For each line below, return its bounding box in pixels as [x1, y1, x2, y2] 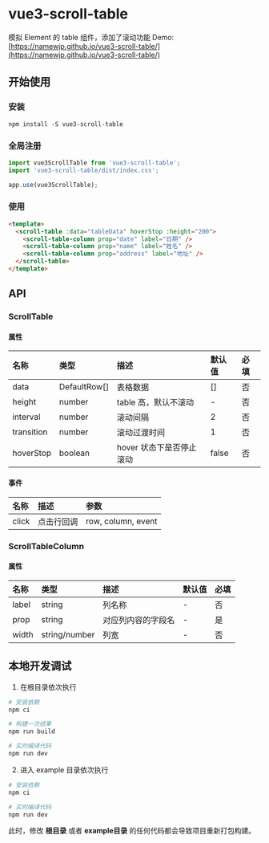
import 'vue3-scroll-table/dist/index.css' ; [8, 166, 159, 174]
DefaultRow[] [58, 381, 110, 393]
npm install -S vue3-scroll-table [8, 120, 124, 128]
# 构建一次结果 [8, 720, 52, 728]
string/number [41, 629, 95, 640]
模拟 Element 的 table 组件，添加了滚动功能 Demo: [8, 32, 175, 42]
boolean [58, 447, 90, 458]
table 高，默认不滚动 [116, 397, 195, 408]
